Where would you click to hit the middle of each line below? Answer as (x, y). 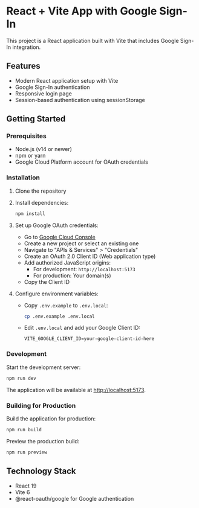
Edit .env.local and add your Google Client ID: (82, 328)
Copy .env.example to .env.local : (66, 305)
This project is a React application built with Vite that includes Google (93, 40)
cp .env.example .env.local (59, 316)
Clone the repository (41, 191)
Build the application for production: (51, 419)
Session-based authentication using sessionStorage (80, 100)
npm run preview (27, 452)
